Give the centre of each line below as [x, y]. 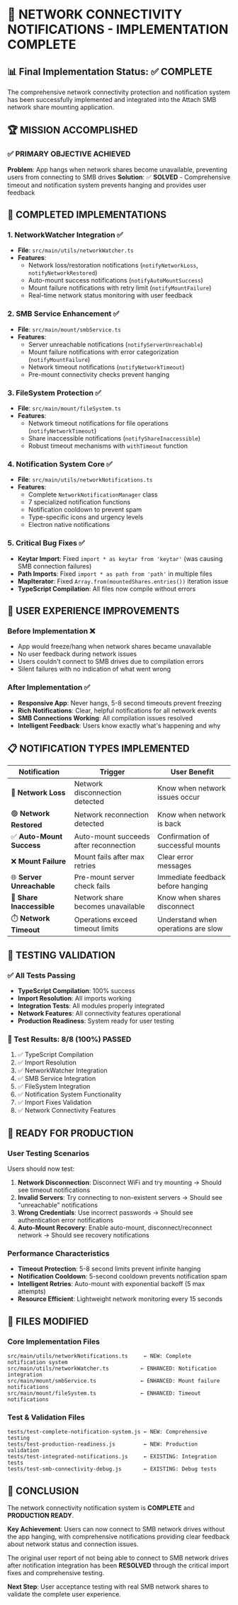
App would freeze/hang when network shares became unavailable [114, 647]
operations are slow [190, 929]
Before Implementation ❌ [51, 631]
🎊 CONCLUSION [43, 1491]
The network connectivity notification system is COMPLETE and [101, 1508]
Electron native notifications [69, 525]
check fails [92, 886]
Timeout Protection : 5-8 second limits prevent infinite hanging [109, 1269]
